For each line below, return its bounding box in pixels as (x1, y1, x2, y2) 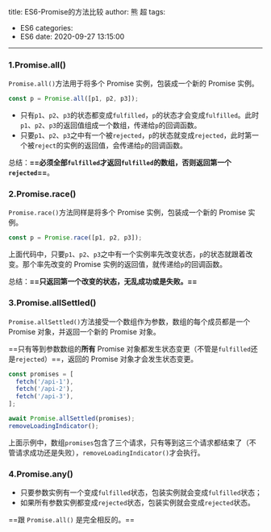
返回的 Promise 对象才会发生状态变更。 (67, 354, 198, 364)
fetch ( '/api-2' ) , (15, 385, 74, 393)
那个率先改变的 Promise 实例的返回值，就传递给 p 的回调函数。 (22, 260, 227, 269)
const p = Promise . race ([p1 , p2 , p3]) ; (8, 234, 143, 242)
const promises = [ (8, 370, 74, 378)
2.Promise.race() (8, 189, 77, 200)
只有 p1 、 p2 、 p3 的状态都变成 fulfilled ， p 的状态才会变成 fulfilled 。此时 (19, 110, 260, 120)
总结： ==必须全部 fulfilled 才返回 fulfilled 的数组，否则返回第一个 (8, 158, 231, 168)
